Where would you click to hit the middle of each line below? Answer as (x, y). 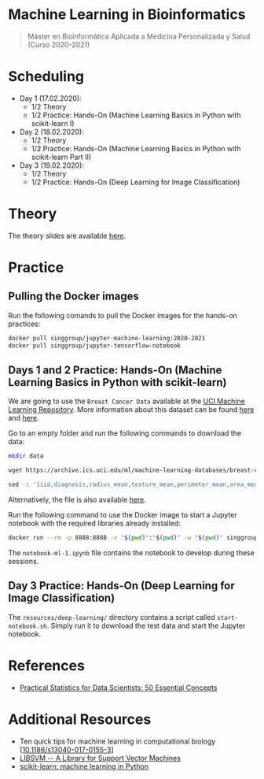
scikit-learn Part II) (61, 157)
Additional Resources (80, 719)
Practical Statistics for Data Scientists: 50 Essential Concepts (118, 688)
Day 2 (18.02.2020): (51, 132)
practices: (24, 324)
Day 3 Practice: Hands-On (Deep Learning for (122, 586)
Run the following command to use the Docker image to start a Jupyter (123, 515)
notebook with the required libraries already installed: (94, 523)
